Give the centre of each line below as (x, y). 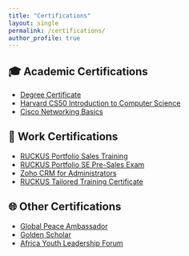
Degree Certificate (50, 95)
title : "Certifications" (50, 16)
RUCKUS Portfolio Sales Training (74, 156)
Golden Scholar (46, 234)
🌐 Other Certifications (65, 207)
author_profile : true (44, 38)
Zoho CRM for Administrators (68, 173)
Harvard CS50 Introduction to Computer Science (100, 103)
